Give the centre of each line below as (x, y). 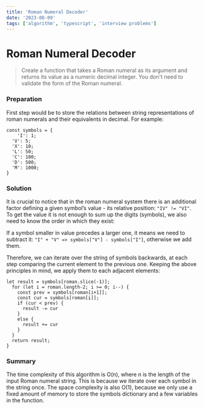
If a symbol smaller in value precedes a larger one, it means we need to (96, 233)
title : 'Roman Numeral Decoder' (47, 12)
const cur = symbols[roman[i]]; (58, 298)
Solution (19, 188)
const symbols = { (30, 130)
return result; (31, 340)
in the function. (25, 400)
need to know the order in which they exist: (61, 221)
